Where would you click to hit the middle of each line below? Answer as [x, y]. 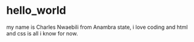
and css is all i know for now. [42, 33]
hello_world [36, 10]
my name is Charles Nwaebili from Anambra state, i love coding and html [97, 27]
